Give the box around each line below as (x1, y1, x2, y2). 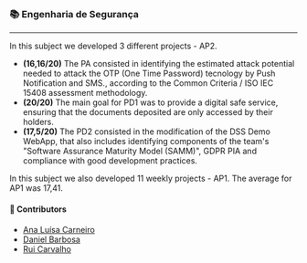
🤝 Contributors (9, 204, 67, 215)
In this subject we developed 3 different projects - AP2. (9, 40, 217, 52)
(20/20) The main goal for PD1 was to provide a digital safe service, (22, 97, 279, 108)
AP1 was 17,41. (9, 183, 64, 194)
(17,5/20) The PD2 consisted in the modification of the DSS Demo (22, 126, 271, 137)
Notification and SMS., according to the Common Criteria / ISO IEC (22, 78, 274, 89)
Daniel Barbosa (22, 234, 80, 245)
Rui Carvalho (22, 243, 71, 254)
